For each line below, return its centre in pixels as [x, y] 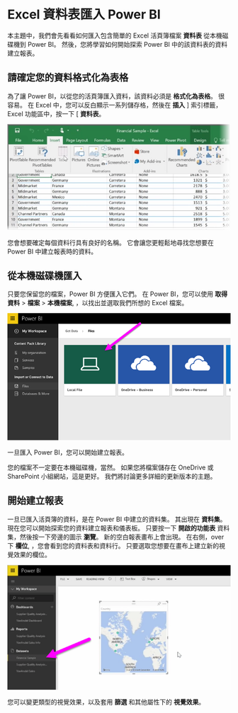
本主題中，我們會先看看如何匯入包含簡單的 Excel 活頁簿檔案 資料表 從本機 [115, 35]
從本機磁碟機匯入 [45, 276]
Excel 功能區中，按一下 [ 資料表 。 [56, 113]
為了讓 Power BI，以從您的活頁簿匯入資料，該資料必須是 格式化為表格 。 [112, 96]
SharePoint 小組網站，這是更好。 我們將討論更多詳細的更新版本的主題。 [112, 476]
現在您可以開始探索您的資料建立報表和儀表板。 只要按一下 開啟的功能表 [112, 527]
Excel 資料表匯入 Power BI [84, 15]
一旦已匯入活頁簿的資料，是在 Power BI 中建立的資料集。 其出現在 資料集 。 [117, 519]
